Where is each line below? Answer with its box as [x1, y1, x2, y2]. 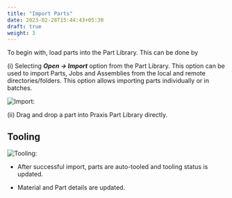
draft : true [7, 23, 42, 30]
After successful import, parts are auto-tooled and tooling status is [17, 163, 208, 171]
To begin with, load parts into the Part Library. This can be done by [7, 48, 199, 57]
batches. [7, 84, 33, 92]
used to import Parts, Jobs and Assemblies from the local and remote [7, 69, 206, 78]
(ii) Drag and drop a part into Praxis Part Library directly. [7, 111, 168, 119]
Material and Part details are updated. [17, 183, 126, 192]
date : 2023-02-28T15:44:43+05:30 [7, 17, 104, 24]
